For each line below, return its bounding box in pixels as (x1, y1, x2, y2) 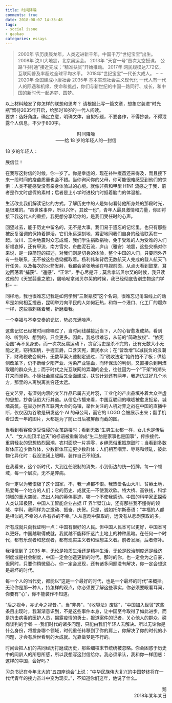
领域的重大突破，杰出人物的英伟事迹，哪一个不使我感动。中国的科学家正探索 (5, 494, 167, 500)
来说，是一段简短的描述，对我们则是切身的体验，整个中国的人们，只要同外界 (5, 250, 167, 256)
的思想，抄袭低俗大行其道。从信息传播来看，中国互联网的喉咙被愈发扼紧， (5, 396, 162, 402)
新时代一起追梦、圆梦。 (27, 90, 77, 96)
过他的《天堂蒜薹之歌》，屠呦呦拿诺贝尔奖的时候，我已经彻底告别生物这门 (5, 275, 160, 282)
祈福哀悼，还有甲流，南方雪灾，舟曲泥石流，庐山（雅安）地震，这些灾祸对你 (5, 243, 167, 250)
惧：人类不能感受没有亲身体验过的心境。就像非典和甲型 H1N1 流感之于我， (5, 183, 162, 189)
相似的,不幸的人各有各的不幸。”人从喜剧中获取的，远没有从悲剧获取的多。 (9, 513, 164, 519)
